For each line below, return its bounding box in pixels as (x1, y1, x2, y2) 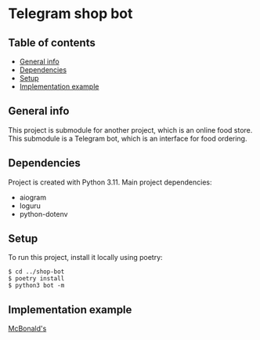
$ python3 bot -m (8, 282, 65, 290)
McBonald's (8, 324, 47, 334)
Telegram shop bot (8, 5, 133, 23)
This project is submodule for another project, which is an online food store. (8, 125, 253, 134)
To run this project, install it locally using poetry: (8, 253, 163, 262)
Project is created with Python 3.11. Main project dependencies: (8, 177, 213, 187)
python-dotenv (19, 209, 68, 218)
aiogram (19, 192, 47, 202)
